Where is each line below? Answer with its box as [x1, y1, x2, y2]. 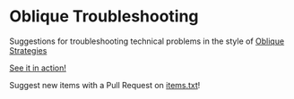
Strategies [9, 45, 48, 55]
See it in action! [9, 62, 67, 73]
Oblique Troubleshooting [9, 6, 199, 27]
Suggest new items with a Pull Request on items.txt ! [9, 79, 201, 90]
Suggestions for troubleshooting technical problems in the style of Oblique [9, 36, 285, 46]
